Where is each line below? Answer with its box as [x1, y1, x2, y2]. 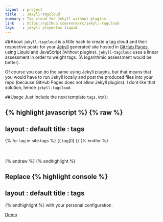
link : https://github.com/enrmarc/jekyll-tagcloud [5, 21, 119, 26]
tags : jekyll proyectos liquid [5, 25, 78, 30]
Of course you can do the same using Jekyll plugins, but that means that [5, 69, 152, 75]
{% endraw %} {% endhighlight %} [5, 158, 76, 164]
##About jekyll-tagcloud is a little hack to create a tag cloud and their [5, 39, 148, 44]
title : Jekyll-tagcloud [5, 12, 60, 17]
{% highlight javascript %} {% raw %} [5, 108, 123, 116]
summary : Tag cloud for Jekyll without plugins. [5, 16, 109, 21]
